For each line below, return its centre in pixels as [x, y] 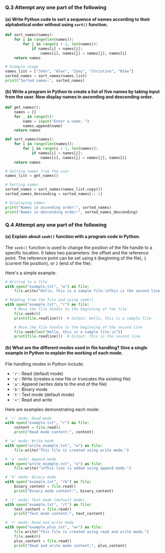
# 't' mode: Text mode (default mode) [45, 500]
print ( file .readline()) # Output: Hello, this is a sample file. [84, 318]
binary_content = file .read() [45, 487]
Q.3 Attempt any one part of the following [56, 7]
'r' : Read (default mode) [38, 373]
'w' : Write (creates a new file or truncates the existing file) [71, 379]
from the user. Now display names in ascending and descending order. [79, 97]
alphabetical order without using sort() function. [57, 24]
